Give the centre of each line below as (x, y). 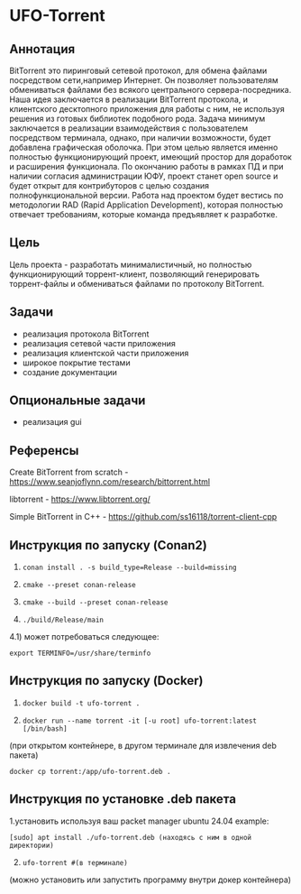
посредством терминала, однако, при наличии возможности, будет (140, 138)
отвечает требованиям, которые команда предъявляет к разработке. (143, 214)
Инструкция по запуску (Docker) (106, 681)
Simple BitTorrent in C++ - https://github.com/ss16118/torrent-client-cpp (143, 517)
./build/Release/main (63, 620)
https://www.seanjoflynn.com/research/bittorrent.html (109, 482)
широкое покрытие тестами (76, 363)
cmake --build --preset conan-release (95, 603)
